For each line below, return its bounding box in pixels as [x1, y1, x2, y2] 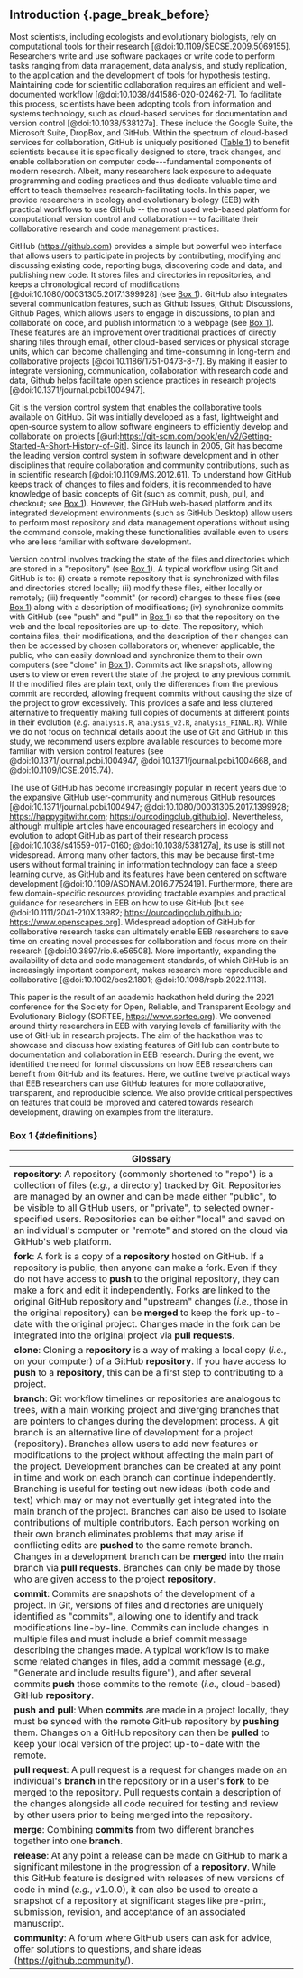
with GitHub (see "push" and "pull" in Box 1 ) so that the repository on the [9, 611, 280, 622]
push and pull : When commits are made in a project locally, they [14, 1704, 289, 1716]
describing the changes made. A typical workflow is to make [14, 1644, 270, 1657]
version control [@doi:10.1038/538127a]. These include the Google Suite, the [9, 117, 293, 128]
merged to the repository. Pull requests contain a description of [14, 1787, 282, 1799]
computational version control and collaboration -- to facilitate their [9, 213, 259, 224]
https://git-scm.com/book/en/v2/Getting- [119, 431, 273, 441]
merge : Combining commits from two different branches [14, 1824, 255, 1836]
